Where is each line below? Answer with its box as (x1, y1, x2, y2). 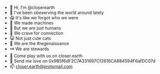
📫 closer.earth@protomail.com (9, 63, 73, 69)
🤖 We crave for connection (9, 30, 63, 36)
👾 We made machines (9, 20, 54, 26)
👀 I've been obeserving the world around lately (9, 10, 104, 15)
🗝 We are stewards (9, 46, 49, 52)
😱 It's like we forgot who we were (9, 15, 79, 20)
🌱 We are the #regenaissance (9, 41, 69, 46)
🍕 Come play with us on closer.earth (9, 53, 83, 59)
